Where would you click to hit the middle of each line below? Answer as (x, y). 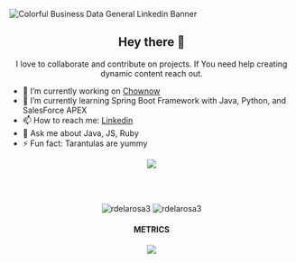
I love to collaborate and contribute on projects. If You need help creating (152, 64)
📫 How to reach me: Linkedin (78, 120)
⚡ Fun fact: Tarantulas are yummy (85, 143)
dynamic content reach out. (152, 73)
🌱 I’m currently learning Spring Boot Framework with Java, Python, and (154, 100)
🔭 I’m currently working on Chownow (91, 91)
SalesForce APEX (55, 110)
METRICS (152, 230)
